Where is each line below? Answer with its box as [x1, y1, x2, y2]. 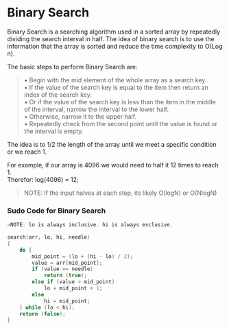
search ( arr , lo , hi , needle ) [7, 234, 91, 241]
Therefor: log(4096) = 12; [7, 175, 79, 183]
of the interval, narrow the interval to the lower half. [23, 105, 169, 113]
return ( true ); [43, 272, 88, 279]
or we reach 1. [7, 148, 47, 156]
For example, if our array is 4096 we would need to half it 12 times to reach [7, 161, 219, 169]
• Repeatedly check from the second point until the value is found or [23, 119, 218, 128]
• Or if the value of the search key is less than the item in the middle [23, 97, 216, 106]
